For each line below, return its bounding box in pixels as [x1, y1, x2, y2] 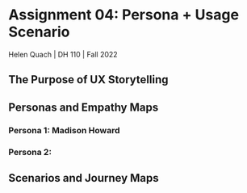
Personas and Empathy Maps [8, 100, 159, 114]
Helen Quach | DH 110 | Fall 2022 [8, 49, 119, 59]
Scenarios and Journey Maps [8, 171, 159, 185]
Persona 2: [8, 146, 52, 157]
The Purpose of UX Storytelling [8, 73, 169, 86]
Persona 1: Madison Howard [8, 124, 120, 136]
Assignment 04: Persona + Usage [8, 6, 240, 24]
